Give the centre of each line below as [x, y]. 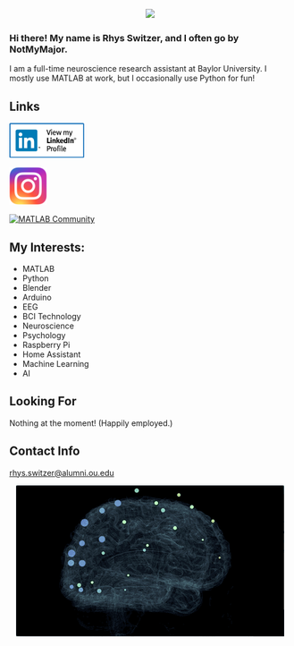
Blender [37, 287]
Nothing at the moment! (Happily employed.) [91, 423]
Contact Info [45, 451]
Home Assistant [51, 354]
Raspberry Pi [46, 344]
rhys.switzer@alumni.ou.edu [62, 472]
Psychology [44, 335]
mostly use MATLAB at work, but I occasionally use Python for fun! [132, 78]
